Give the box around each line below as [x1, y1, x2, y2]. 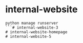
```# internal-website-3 [5, 25, 58, 30]
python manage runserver [5, 20, 58, 26]
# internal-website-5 [5, 34, 52, 39]
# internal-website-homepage [5, 29, 68, 34]
